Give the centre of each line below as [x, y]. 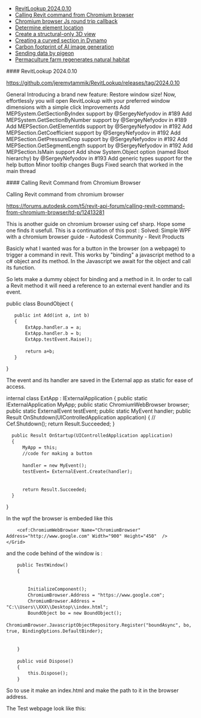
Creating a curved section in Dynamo [61, 40]
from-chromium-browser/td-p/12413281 [55, 212]
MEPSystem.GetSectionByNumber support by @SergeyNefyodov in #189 [97, 120]
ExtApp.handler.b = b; [53, 333]
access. [16, 386]
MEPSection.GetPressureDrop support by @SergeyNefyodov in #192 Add [97, 139]
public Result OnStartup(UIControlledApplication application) [92, 435]
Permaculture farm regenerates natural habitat [72, 59]
